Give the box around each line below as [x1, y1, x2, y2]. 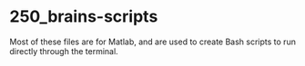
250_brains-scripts [9, 6, 158, 27]
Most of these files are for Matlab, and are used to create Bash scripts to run [9, 36, 296, 47]
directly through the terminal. [9, 45, 118, 56]
